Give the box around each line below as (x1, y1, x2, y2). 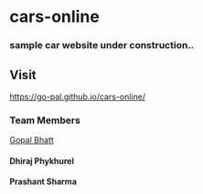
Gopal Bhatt (9, 135, 55, 146)
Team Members (9, 114, 80, 127)
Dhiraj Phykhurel (9, 155, 75, 166)
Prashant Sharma (9, 176, 78, 188)
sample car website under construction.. (9, 39, 195, 52)
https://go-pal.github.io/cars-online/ (9, 91, 146, 102)
